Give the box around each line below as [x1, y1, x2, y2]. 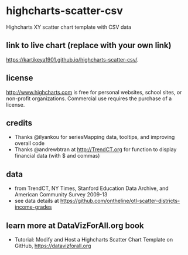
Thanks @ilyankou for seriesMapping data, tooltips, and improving [14, 134, 175, 141]
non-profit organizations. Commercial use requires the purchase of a [6, 95, 172, 102]
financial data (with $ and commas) [14, 152, 100, 159]
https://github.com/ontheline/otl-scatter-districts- [60, 198, 180, 205]
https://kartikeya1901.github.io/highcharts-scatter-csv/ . [6, 56, 139, 63]
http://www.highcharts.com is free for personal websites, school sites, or [6, 89, 182, 96]
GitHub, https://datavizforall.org [14, 242, 91, 249]
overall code [14, 140, 45, 147]
